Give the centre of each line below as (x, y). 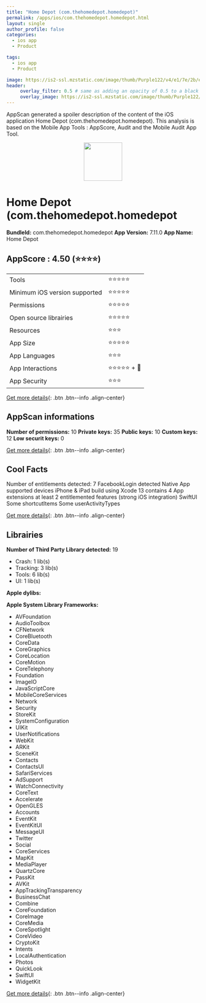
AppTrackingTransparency (48, 891)
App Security (28, 381)
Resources (25, 331)
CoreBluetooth (33, 636)
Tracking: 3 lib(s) (36, 568)
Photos (24, 962)
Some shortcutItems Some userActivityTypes (63, 504)
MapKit (24, 858)
